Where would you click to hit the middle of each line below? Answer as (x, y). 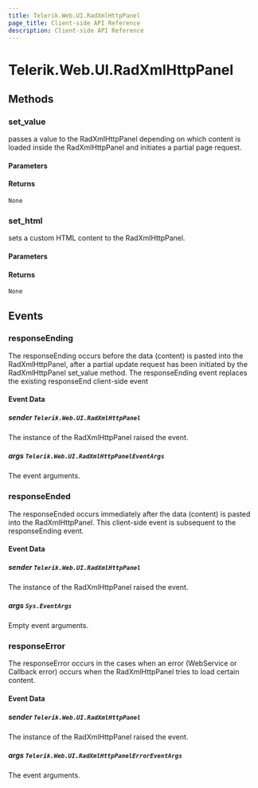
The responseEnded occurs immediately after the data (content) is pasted (129, 513)
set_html (25, 220)
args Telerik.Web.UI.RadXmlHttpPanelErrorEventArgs (96, 755)
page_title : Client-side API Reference (74, 23)
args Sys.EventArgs (40, 605)
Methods (31, 99)
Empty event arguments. (49, 626)
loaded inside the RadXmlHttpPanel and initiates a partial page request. (125, 147)
